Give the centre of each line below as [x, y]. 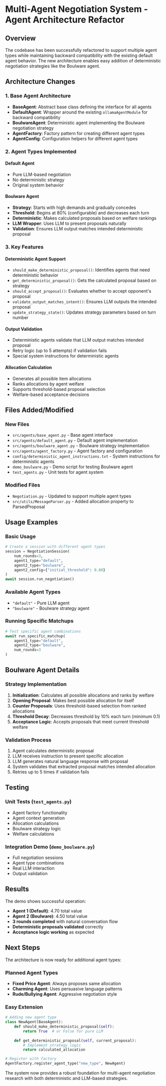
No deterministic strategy [38, 180]
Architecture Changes [40, 82]
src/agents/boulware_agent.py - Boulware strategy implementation [81, 446]
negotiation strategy [33, 128]
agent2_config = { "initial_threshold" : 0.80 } [60, 570]
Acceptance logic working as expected [53, 932]
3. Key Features [24, 247]
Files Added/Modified [39, 410]
